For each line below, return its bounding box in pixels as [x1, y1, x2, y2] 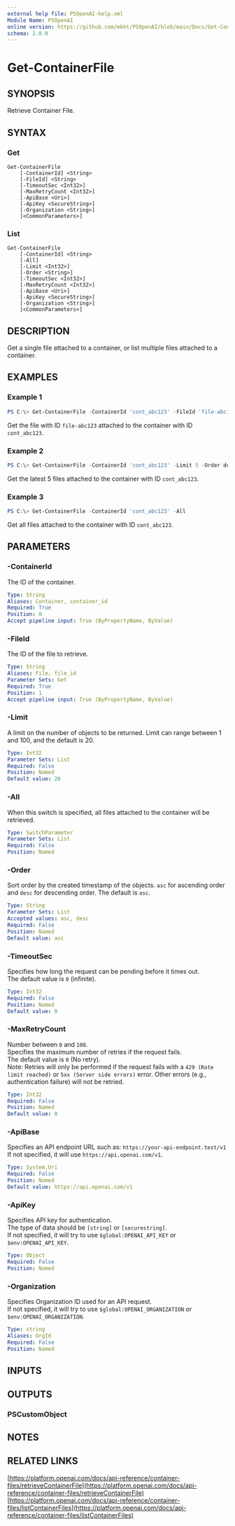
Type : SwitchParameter [7, 829, 73, 836]
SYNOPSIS [7, 88, 55, 99]
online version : [7, 23, 55, 30]
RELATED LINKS [7, 1455, 78, 1467]
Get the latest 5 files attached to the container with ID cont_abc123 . [7, 474, 199, 483]
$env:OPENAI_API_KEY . [7, 1238, 69, 1247]
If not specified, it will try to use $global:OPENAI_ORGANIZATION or [7, 1305, 192, 1314]
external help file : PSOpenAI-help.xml [7, 10, 124, 18]
